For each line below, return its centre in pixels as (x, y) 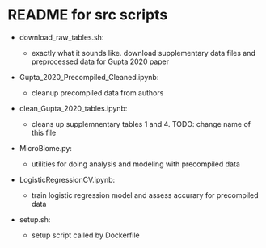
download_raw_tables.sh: (61, 37)
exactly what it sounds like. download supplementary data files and (143, 53)
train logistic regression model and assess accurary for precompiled (145, 195)
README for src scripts (88, 15)
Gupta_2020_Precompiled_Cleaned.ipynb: (89, 77)
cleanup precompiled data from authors (97, 92)
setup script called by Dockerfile (85, 235)
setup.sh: (35, 219)
